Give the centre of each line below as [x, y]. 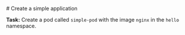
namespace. [21, 26]
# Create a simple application [42, 8]
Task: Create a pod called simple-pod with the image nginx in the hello [93, 20]
